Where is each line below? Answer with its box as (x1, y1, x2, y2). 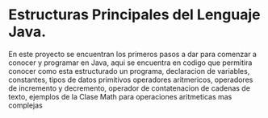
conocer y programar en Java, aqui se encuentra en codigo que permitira (8, 58, 253, 67)
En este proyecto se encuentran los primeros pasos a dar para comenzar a (8, 49, 257, 59)
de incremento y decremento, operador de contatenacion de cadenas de (8, 83, 250, 93)
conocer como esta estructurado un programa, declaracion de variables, (8, 66, 250, 75)
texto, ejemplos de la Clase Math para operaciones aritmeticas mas (8, 92, 232, 101)
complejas (8, 100, 43, 110)
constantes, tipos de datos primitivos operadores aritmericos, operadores (8, 75, 253, 84)
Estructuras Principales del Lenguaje (8, 6, 261, 24)
